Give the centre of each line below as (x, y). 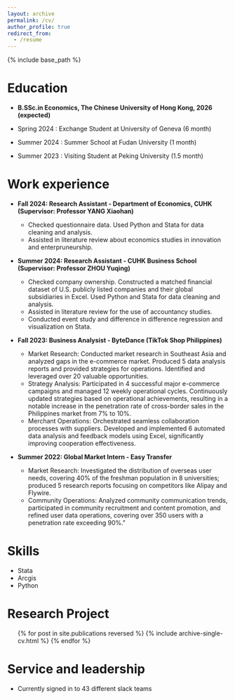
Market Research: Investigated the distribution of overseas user (120, 470)
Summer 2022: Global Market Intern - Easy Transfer (95, 457)
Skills (23, 551)
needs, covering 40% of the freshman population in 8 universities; (123, 478)
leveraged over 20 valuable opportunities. (88, 376)
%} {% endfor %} (66, 640)
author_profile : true (39, 27)
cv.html (28, 640)
